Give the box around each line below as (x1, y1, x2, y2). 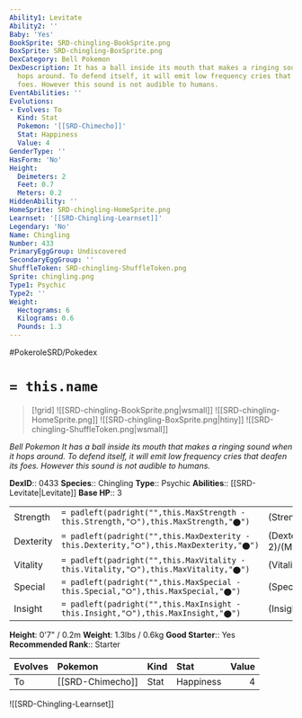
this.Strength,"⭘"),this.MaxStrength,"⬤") (61, 516, 251, 527)
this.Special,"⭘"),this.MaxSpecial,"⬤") (61, 586, 241, 596)
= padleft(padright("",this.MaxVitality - (61, 554, 245, 565)
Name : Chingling (9, 230, 70, 239)
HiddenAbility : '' (9, 197, 78, 207)
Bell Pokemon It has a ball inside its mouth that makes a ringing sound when (9, 441, 293, 452)
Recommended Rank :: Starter (9, 639, 121, 650)
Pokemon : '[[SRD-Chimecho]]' (17, 122, 127, 131)
